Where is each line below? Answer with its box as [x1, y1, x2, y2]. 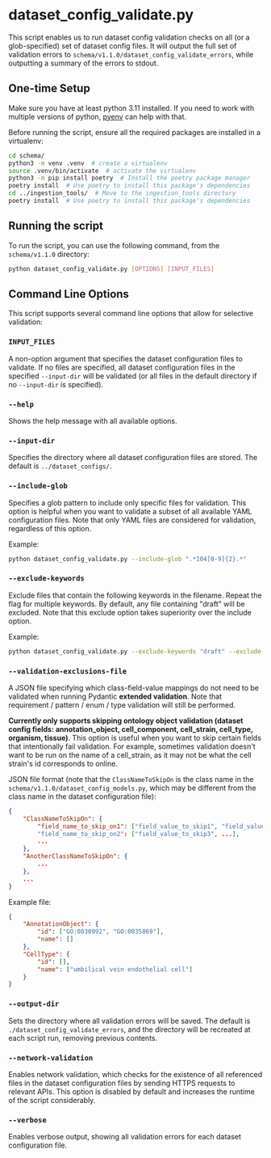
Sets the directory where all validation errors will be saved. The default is [8, 1016, 251, 1025]
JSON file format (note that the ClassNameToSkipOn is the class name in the [8, 774, 254, 784]
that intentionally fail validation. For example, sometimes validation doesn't [8, 742, 256, 751]
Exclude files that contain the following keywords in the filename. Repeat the [8, 590, 262, 600]
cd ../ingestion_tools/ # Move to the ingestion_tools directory [8, 189, 236, 197]
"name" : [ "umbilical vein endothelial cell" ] [37, 965, 194, 974]
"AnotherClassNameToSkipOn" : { [23, 852, 128, 860]
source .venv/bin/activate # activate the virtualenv [8, 167, 197, 175]
